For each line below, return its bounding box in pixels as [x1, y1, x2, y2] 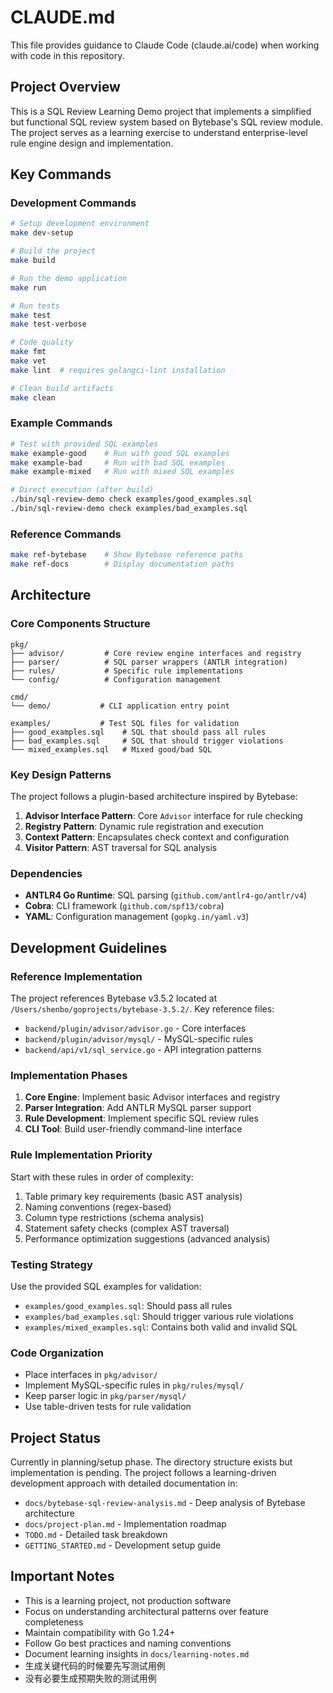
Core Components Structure [10, 617, 151, 631]
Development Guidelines [10, 939, 168, 956]
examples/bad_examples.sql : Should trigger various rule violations [24, 1310, 294, 1322]
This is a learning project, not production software [24, 1594, 232, 1606]
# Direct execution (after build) [10, 485, 155, 495]
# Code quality [10, 337, 74, 348]
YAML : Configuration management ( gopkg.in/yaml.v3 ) [24, 911, 250, 923]
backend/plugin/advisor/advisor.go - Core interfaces [24, 1022, 247, 1034]
